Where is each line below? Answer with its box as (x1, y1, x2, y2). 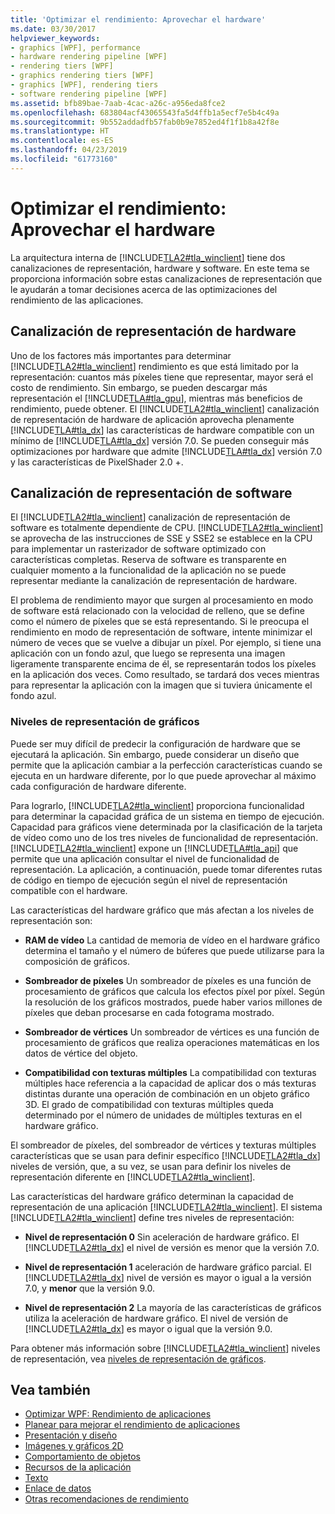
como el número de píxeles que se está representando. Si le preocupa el (10, 616, 310, 628)
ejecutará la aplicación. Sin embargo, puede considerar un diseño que (10, 748, 300, 760)
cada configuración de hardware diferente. (10, 780, 187, 792)
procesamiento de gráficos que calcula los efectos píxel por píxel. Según (24, 985, 325, 997)
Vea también (10, 1382, 91, 1398)
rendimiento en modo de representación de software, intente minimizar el (10, 626, 313, 638)
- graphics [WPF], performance (10, 42, 141, 53)
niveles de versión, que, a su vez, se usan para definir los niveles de (10, 1160, 292, 1172)
